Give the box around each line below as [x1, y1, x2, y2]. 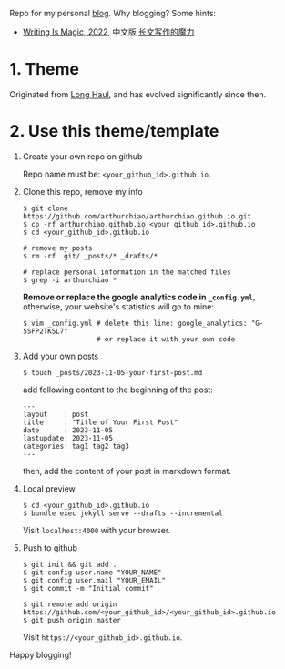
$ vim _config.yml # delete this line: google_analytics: [22, 319, 248, 328]
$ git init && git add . [22, 560, 117, 569]
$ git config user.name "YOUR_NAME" [22, 568, 162, 577]
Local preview [22, 482, 76, 494]
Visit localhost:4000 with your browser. [22, 524, 171, 535]
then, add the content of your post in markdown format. [22, 465, 232, 476]
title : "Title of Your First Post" [22, 418, 178, 427]
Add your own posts [22, 350, 99, 361]
